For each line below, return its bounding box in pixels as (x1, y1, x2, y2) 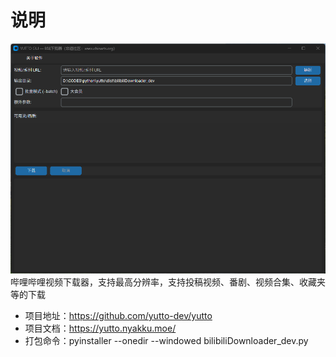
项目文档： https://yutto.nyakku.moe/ (24, 322, 177, 335)
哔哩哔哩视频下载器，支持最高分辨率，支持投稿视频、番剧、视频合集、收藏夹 (10, 276, 326, 288)
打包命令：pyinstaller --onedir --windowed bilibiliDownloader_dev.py (24, 335, 309, 347)
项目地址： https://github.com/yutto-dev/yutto (24, 310, 213, 322)
